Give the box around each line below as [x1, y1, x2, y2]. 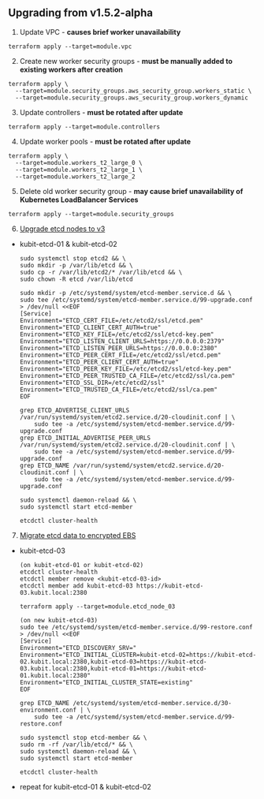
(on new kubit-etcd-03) [19, 616, 99, 624]
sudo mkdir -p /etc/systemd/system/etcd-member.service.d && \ [19, 289, 232, 297]
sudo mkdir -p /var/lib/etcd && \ [19, 261, 133, 269]
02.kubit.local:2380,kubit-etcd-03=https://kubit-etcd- [19, 658, 207, 666]
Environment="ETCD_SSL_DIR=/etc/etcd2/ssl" [19, 379, 165, 386]
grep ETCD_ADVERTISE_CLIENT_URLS [19, 406, 130, 414]
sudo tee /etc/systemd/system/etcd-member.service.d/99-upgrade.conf [19, 296, 254, 304]
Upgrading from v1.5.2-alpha [8, 6, 154, 20]
